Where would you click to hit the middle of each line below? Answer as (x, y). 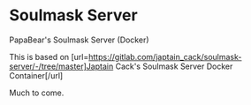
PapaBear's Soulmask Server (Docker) (79, 40)
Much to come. (37, 93)
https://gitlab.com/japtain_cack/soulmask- (165, 56)
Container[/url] (36, 75)
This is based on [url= (49, 56)
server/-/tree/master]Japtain (61, 66)
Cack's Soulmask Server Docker (174, 66)
